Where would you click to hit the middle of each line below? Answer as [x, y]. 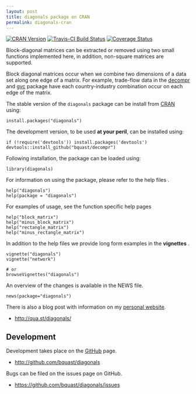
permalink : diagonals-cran [39, 22]
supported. [19, 63]
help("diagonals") [28, 191]
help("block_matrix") [32, 217]
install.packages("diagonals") [44, 121]
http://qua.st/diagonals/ [43, 319]
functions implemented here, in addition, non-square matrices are [85, 57]
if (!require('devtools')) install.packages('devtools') [77, 143]
